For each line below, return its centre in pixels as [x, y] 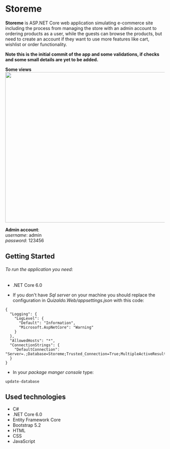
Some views [18, 69]
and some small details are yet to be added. [52, 59]
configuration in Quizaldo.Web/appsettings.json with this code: [78, 300]
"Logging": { [24, 314]
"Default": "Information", [47, 323]
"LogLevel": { [29, 318]
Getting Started [30, 256]
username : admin [24, 235]
